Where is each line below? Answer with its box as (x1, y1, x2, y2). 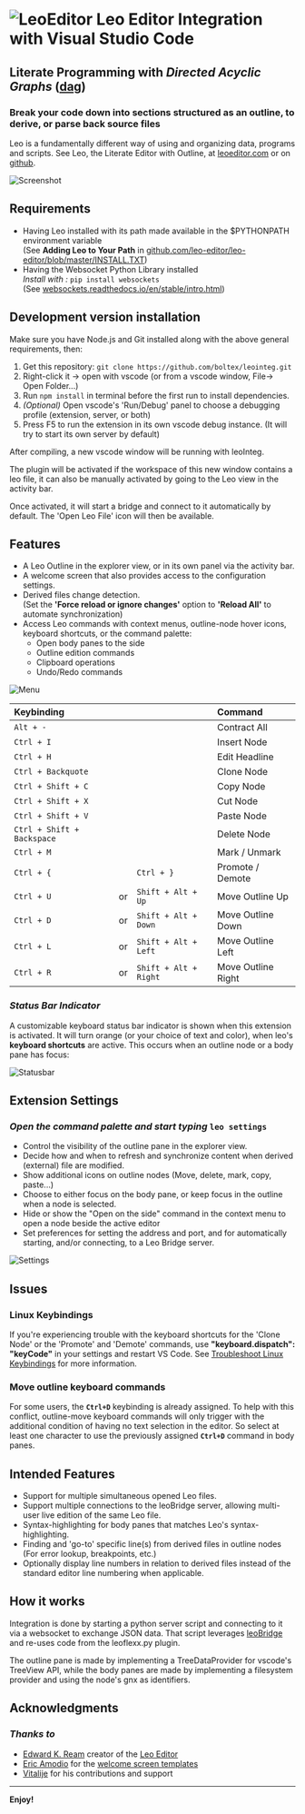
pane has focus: (9, 1049, 70, 1060)
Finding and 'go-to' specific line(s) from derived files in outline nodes (22, 1539, 281, 1550)
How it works (9, 1594, 85, 1610)
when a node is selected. (22, 1199, 117, 1210)
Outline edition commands (35, 648, 135, 659)
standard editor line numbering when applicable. (22, 1568, 204, 1579)
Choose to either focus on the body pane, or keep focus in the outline (22, 1189, 283, 1200)
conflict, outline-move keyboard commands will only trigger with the (9, 1411, 265, 1422)
